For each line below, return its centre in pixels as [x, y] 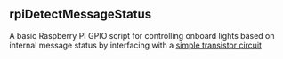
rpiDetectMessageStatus [81, 15]
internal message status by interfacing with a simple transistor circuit [136, 45]
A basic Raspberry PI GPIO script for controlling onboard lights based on [142, 35]
